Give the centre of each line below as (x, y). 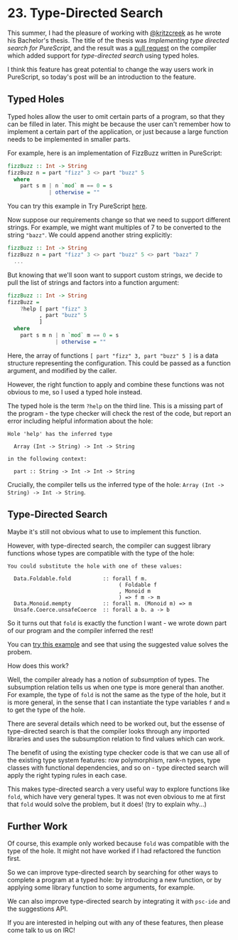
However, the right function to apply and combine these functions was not (116, 384)
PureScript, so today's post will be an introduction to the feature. (102, 77)
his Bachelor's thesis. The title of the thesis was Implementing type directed (118, 40)
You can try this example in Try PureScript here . (77, 206)
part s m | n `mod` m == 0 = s (66, 186)
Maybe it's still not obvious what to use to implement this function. (104, 531)
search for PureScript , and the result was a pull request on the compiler (112, 48)
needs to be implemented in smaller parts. (69, 139)
